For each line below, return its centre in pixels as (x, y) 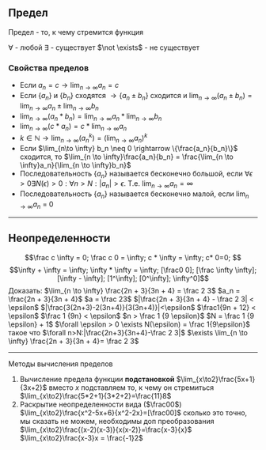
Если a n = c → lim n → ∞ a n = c (69, 86)
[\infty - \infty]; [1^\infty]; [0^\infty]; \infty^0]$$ (133, 278)
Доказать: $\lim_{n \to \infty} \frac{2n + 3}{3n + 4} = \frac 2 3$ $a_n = (124, 290)
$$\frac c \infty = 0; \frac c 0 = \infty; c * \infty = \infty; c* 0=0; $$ (133, 257)
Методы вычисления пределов (61, 364)
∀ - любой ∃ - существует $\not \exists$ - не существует (104, 47)
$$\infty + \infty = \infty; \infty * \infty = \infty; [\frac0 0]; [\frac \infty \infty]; (133, 270)
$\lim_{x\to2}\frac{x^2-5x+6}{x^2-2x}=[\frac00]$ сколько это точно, (133, 412)
